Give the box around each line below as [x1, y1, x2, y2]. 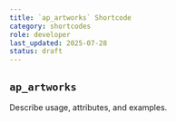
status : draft [9, 47, 64, 56]
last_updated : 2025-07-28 [9, 38, 107, 48]
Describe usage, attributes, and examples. [9, 101, 168, 113]
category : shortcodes [9, 22, 92, 31]
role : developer [9, 30, 71, 39]
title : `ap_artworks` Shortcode [9, 13, 132, 23]
